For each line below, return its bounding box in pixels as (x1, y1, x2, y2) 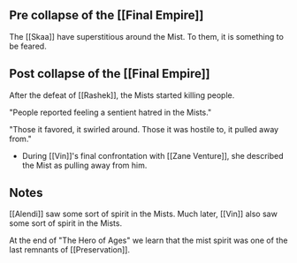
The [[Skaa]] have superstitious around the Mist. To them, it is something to (9, 31, 285, 41)
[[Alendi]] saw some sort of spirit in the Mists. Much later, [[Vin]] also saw (9, 208, 278, 220)
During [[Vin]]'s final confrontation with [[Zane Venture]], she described (21, 150, 285, 161)
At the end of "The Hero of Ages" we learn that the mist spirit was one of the (9, 235, 288, 246)
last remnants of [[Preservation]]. (9, 244, 131, 255)
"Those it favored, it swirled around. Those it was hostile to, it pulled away (9, 124, 279, 134)
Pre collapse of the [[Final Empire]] (9, 8, 204, 23)
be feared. (9, 41, 47, 51)
